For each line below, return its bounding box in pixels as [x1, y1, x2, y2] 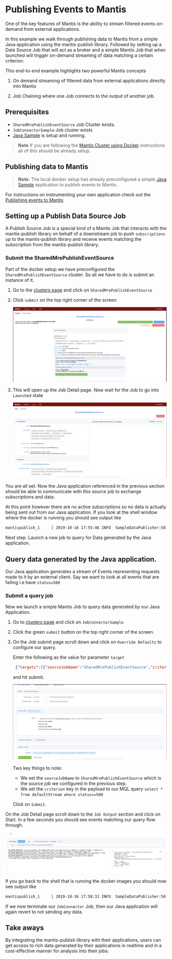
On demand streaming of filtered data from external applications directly [12, 77, 165, 84]
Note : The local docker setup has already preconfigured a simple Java [17, 176, 167, 182]
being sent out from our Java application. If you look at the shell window [5, 509, 158, 515]
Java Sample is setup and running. [12, 132, 86, 138]
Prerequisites [5, 108, 49, 116]
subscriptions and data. [5, 494, 55, 500]
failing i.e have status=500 [5, 579, 60, 586]
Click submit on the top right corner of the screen [12, 297, 117, 303]
